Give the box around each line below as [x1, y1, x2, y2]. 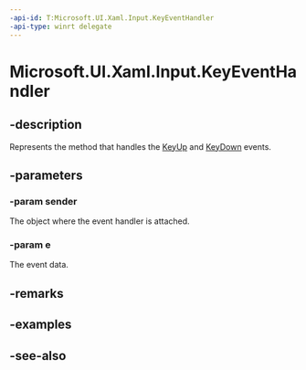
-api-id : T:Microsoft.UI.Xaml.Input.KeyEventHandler [9, 13, 215, 23]
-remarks [9, 285, 64, 301]
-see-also [9, 348, 67, 364]
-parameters [9, 167, 83, 183]
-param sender [9, 195, 78, 207]
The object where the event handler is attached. [9, 216, 190, 227]
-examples [9, 317, 72, 333]
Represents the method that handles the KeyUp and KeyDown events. [9, 141, 272, 152]
